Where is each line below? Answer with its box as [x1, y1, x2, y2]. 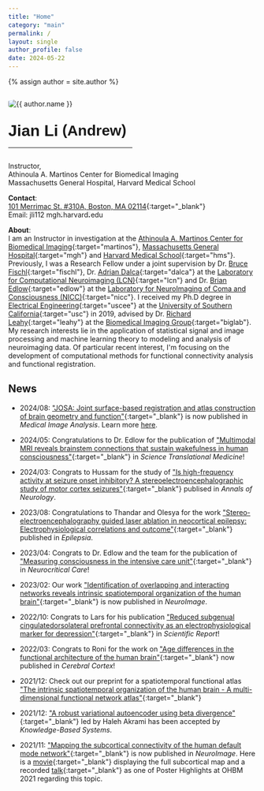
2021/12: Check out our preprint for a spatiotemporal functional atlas [19, 676, 242, 685]
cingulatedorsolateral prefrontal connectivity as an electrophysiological [19, 620, 251, 630]
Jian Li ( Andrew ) [8, 121, 127, 140]
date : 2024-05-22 [8, 54, 65, 62]
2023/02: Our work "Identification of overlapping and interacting [19, 580, 230, 589]
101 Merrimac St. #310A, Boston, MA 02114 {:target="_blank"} [8, 202, 206, 211]
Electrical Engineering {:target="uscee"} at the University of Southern [8, 300, 232, 311]
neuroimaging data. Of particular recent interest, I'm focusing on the [8, 343, 230, 353]
